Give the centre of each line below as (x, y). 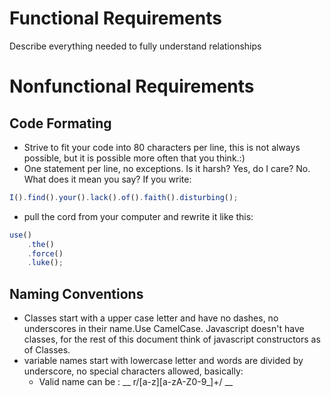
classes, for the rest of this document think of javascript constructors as (172, 339)
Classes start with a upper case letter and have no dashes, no (151, 318)
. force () (45, 253)
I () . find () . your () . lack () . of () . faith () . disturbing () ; (124, 197)
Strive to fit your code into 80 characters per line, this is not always (162, 147)
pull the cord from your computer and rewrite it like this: (138, 216)
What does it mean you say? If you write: (107, 179)
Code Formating (60, 123)
